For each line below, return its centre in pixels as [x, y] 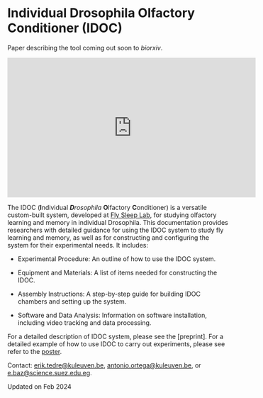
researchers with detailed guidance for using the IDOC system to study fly [116, 230]
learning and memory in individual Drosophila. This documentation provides [118, 222]
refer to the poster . [35, 351]
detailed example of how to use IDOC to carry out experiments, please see [116, 344]
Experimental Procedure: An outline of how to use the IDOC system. [117, 259]
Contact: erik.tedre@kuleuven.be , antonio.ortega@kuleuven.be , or [104, 365]
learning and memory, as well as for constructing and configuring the [108, 237]
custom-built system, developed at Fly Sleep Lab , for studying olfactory [112, 215]
